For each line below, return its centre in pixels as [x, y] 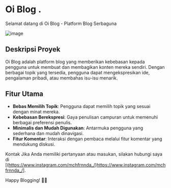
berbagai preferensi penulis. [42, 122]
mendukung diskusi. [34, 144]
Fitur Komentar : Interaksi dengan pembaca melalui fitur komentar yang [87, 139]
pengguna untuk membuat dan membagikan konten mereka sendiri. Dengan [85, 67]
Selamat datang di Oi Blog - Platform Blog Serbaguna [61, 23]
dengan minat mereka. [36, 112]
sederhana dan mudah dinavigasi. [48, 133]
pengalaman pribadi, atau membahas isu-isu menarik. [62, 78]
